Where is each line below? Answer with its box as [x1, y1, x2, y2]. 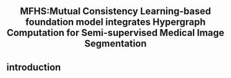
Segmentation [84, 38, 147, 50]
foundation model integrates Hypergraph [25, 17, 206, 28]
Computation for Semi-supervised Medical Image [6, 27, 225, 39]
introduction [6, 61, 62, 73]
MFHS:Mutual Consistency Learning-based [19, 6, 212, 17]
